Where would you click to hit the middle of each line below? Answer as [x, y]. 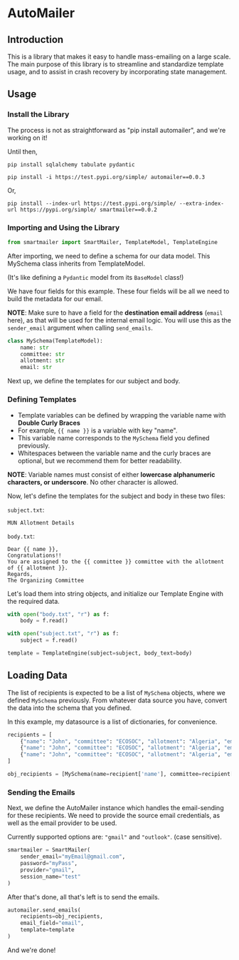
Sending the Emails [42, 792]
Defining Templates [42, 400]
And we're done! [32, 950]
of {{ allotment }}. [38, 568]
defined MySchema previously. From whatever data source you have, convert [117, 700]
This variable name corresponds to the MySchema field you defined [113, 438]
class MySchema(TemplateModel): [55, 340]
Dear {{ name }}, [33, 549]
